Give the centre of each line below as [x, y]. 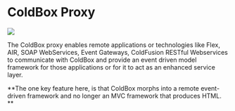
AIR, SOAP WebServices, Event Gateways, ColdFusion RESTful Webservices [118, 52]
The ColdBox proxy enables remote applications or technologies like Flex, [114, 45]
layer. [15, 74]
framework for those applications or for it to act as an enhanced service [112, 67]
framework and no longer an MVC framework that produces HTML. [124, 96]
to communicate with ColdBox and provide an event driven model [102, 60]
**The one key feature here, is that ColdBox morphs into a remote [103, 88]
